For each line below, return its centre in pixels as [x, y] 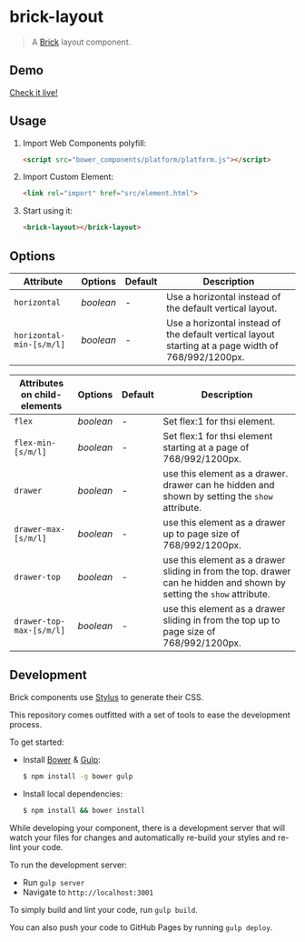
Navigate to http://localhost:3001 [88, 892]
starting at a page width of [222, 346]
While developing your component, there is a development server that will [148, 827]
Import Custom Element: [68, 177]
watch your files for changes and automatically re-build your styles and [143, 837]
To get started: [37, 742]
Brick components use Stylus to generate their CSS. [107, 696]
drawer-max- [40, 529]
